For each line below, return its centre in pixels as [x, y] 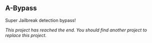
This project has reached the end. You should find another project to [76, 30]
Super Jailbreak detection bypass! [41, 20]
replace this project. [26, 35]
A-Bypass [21, 8]
